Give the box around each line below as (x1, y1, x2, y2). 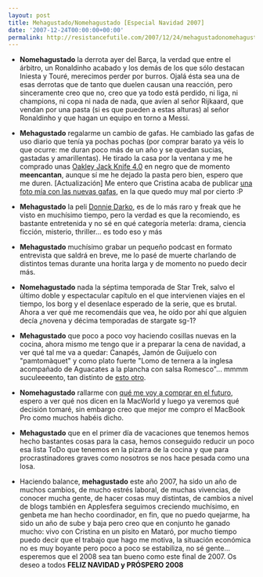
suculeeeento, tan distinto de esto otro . (19, 373, 146, 382)
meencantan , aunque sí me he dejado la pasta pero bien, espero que (19, 170, 243, 180)
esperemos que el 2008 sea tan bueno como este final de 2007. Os (19, 552, 237, 561)
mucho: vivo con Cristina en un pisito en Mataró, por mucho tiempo (19, 527, 237, 536)
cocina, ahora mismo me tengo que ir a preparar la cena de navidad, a (19, 339, 247, 349)
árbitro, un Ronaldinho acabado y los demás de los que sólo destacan (19, 64, 245, 73)
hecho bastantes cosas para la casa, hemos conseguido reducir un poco (19, 436, 254, 446)
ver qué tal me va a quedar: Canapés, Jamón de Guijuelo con (19, 348, 218, 357)
